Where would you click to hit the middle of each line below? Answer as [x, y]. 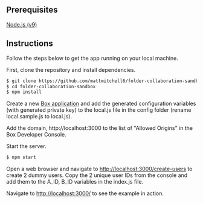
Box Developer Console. [36, 135]
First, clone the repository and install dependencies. [71, 69]
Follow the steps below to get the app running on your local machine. [92, 58]
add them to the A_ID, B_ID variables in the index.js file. [75, 182]
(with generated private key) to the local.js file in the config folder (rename [99, 110]
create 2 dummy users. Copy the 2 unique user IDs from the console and [97, 175]
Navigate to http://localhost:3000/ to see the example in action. [85, 193]
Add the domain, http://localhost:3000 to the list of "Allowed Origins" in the [100, 128]
